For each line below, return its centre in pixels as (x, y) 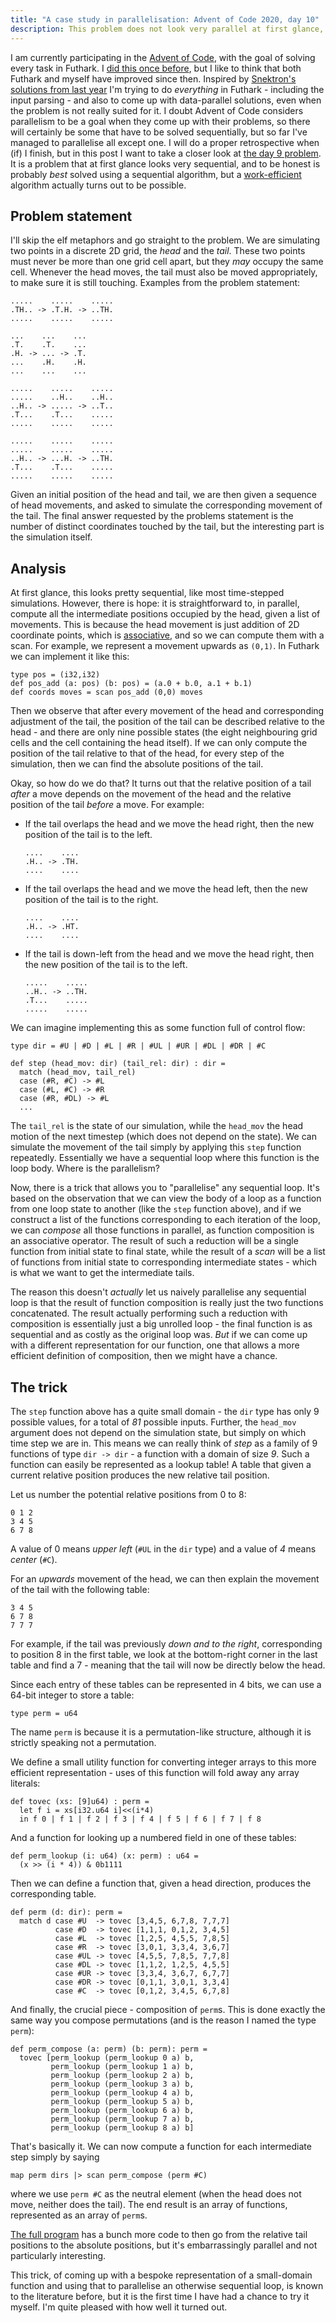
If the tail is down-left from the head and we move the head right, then (169, 954)
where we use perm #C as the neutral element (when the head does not (156, 2193)
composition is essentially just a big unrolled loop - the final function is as (161, 1324)
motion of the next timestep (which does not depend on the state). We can (163, 1137)
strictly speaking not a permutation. (83, 1742)
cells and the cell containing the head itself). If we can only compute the (159, 743)
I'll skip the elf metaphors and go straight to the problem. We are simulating (165, 240)
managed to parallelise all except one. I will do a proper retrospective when (165, 142)
